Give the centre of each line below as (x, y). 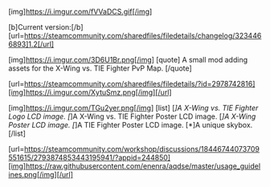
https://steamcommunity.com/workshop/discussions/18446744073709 (141, 149)
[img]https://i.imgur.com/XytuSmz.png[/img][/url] (90, 92)
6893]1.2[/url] (31, 44)
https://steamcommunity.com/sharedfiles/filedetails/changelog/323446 (143, 36)
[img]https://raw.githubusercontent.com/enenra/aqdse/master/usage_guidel (135, 166)
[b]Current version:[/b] (46, 27)
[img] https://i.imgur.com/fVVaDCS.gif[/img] (80, 12)
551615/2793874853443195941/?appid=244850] (90, 157)
